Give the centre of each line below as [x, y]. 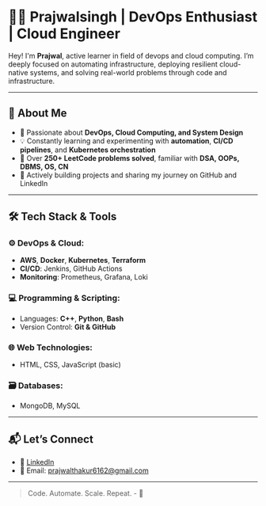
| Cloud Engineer [65, 34]
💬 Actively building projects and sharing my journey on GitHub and [128, 175]
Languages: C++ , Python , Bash [72, 318]
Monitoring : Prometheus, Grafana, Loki [84, 277]
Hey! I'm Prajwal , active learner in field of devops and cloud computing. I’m [131, 55]
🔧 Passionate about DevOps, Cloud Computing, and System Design [131, 132]
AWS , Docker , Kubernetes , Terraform [83, 261]
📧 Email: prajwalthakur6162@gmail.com [84, 470]
